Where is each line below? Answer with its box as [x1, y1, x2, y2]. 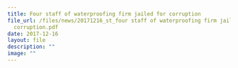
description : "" [7, 43, 55, 50]
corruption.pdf [13, 23, 59, 30]
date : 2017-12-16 [7, 30, 59, 38]
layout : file [7, 37, 46, 44]
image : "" [7, 50, 37, 57]
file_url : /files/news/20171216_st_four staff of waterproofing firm [7, 17, 217, 24]
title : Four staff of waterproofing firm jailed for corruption [7, 10, 201, 18]
